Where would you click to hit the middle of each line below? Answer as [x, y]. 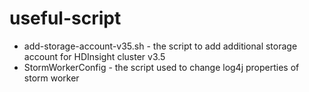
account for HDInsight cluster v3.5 [94, 56]
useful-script [65, 18]
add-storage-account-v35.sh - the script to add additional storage [160, 46]
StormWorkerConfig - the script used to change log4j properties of [161, 67]
